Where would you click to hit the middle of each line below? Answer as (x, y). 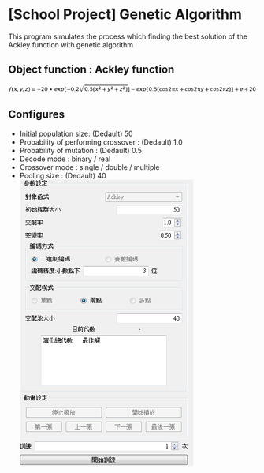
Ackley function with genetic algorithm (71, 44)
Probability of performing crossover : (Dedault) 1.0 (101, 142)
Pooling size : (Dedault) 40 (63, 175)
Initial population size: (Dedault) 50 (76, 133)
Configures (37, 115)
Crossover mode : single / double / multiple (89, 167)
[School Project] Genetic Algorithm (125, 15)
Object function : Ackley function (91, 70)
